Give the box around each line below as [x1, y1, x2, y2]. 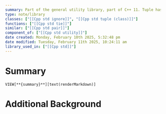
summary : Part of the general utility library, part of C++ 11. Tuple [5, 7, 154, 12]
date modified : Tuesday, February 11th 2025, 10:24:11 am [5, 40, 127, 45]
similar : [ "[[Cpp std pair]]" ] [5, 26, 70, 31]
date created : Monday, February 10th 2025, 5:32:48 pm [5, 35, 121, 40]
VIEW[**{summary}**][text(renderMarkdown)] [5, 82, 96, 87]
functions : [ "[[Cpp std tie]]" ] [5, 21, 72, 26]
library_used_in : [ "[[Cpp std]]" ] [5, 44, 77, 49]
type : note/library [5, 12, 45, 17]
